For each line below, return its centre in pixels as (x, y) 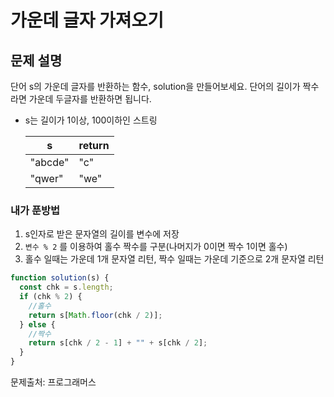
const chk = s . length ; (66, 287)
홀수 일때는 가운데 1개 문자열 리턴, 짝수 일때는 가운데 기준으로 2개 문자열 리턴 (174, 259)
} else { (37, 324)
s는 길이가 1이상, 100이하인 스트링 (91, 120)
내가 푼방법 (35, 210)
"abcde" (49, 162)
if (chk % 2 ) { (51, 297)
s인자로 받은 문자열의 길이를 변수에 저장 (102, 234)
